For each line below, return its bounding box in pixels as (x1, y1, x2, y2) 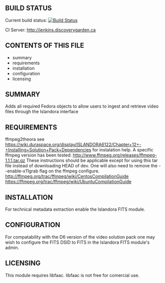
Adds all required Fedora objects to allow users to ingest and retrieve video (5, 103, 159, 109)
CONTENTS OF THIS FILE (5, 41, 84, 50)
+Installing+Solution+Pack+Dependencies (5, 147, 91, 153)
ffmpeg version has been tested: (5, 152, 72, 158)
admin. (5, 244, 19, 251)
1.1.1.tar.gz (5, 157, 26, 163)
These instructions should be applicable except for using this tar (26, 157, 158, 163)
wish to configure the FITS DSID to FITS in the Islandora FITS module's (5, 239, 150, 245)
